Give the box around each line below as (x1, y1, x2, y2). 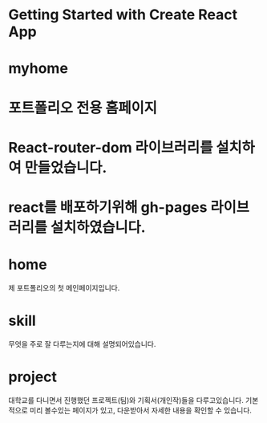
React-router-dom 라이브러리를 (8, 138, 213, 157)
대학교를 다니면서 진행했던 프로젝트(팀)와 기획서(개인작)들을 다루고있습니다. (8, 395, 245, 405)
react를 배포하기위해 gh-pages (8, 198, 208, 216)
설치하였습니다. (50, 218, 146, 236)
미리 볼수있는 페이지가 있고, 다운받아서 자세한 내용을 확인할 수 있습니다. (29, 405, 253, 415)
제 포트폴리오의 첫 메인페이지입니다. (8, 283, 120, 292)
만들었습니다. (24, 158, 107, 177)
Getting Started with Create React (8, 6, 238, 24)
